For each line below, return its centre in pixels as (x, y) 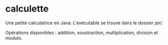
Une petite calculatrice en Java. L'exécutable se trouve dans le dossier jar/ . (84, 23)
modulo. (14, 38)
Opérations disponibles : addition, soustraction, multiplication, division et (82, 32)
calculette (27, 9)
